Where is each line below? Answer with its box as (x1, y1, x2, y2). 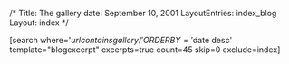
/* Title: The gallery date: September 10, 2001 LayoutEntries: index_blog (9, 8, 277, 18)
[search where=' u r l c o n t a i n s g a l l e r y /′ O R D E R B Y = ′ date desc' (9, 35, 233, 45)
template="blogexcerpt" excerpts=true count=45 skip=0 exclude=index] (9, 44, 281, 55)
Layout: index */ (9, 17, 70, 28)
